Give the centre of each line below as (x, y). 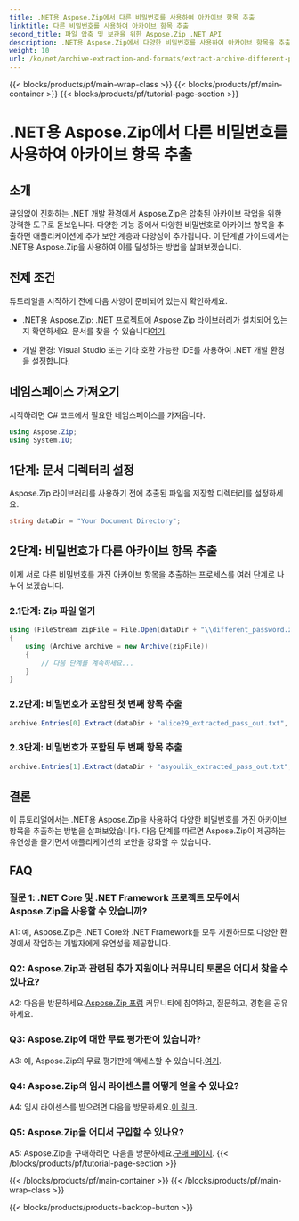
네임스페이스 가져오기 (65, 392)
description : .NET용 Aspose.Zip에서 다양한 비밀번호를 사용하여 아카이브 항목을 (142, 42)
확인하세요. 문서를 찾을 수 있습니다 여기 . (99, 331)
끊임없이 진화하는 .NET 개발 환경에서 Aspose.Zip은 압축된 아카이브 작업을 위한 (145, 213)
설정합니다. (51, 361)
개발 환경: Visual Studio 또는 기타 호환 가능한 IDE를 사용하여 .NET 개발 (145, 349)
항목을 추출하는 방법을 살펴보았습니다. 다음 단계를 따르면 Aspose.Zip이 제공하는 (148, 831)
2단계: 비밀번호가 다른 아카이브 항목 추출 (113, 551)
